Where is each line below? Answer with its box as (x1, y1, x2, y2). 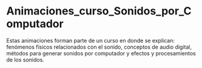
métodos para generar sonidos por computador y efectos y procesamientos (6, 49, 196, 57)
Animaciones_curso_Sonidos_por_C (6, 4, 192, 18)
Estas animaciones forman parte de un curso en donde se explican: (6, 37, 175, 44)
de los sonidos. (6, 56, 44, 63)
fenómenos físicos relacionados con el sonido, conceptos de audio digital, (6, 43, 192, 51)
